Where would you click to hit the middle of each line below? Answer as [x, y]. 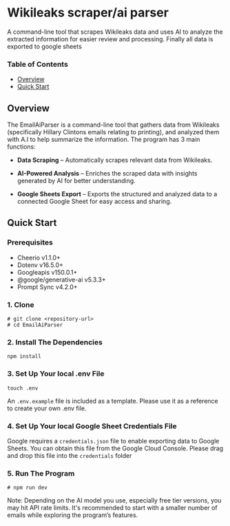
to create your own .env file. [47, 408]
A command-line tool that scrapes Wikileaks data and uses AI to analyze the [115, 32]
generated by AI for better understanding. [76, 181]
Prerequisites [30, 242]
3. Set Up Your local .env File [56, 374]
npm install [24, 357]
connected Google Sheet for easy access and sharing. [94, 202]
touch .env [23, 388]
